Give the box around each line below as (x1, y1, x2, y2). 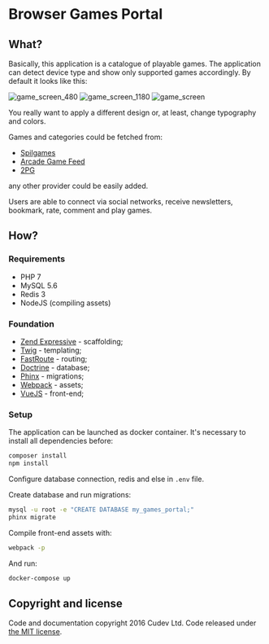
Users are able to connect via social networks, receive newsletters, (8, 197, 233, 206)
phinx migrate (8, 513, 57, 521)
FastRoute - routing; (20, 353, 88, 363)
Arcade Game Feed (20, 156, 85, 166)
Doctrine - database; (20, 362, 90, 372)
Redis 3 (20, 289, 46, 299)
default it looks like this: (8, 77, 88, 85)
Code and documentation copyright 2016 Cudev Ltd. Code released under (8, 618, 257, 628)
